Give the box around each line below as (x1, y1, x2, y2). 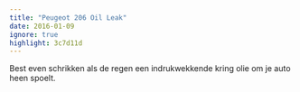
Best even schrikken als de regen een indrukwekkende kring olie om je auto (9, 63, 291, 74)
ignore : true (9, 30, 59, 39)
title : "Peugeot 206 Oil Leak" (9, 13, 127, 23)
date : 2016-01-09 (9, 22, 75, 31)
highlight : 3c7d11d (9, 38, 83, 48)
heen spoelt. (9, 73, 56, 84)
